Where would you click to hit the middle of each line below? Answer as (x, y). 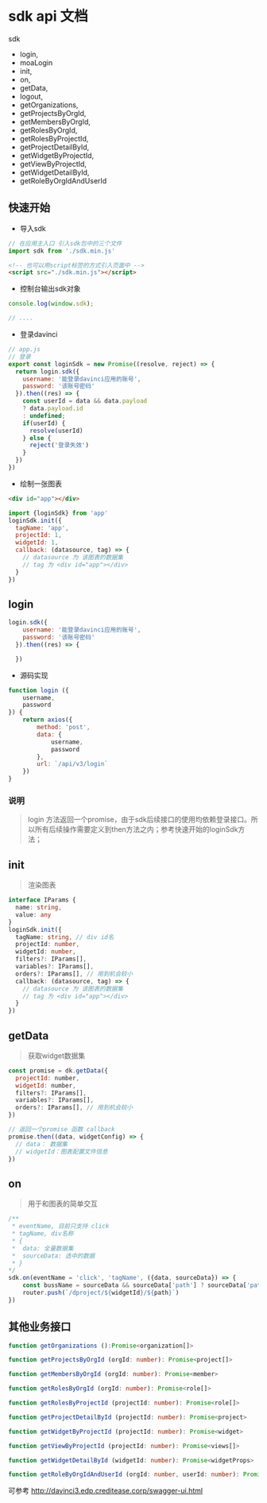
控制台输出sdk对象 (50, 289)
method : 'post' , (64, 728)
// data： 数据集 (42, 1144)
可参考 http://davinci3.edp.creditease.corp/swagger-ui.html (106, 1491)
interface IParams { (43, 900)
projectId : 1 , (39, 535)
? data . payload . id (53, 408)
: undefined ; (44, 415)
